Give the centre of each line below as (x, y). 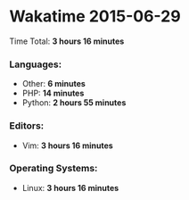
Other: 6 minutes (54, 84)
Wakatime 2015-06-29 (95, 17)
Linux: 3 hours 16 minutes (70, 187)
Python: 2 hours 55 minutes (74, 103)
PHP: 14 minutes (53, 93)
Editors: (27, 126)
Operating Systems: (53, 169)
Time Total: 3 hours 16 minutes (67, 41)
